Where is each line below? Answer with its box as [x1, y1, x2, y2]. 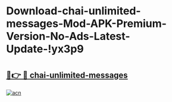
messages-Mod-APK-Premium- [6, 17, 167, 30]
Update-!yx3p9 [6, 42, 85, 56]
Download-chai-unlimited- [6, 4, 141, 18]
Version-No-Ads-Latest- [6, 30, 130, 43]
